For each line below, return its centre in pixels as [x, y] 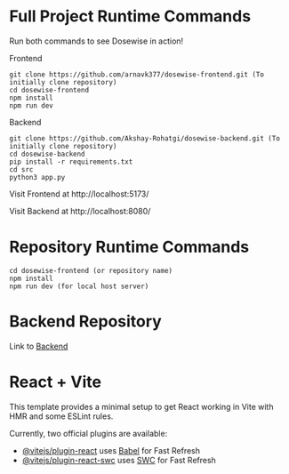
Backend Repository [85, 321]
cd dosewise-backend [48, 154]
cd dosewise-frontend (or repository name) [91, 270]
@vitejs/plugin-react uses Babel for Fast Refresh [111, 450]
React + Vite [56, 382]
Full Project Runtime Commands [130, 16]
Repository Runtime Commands [129, 247]
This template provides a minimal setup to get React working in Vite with [141, 406]
